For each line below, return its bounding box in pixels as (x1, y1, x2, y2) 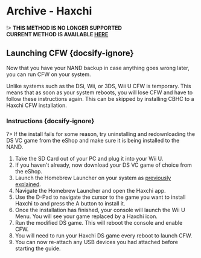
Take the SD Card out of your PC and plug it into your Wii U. (14, 155, 164, 163)
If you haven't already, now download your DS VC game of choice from (14, 161, 192, 169)
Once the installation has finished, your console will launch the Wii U (14, 207, 185, 214)
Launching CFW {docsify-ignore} (6, 48, 134, 59)
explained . (14, 181, 41, 188)
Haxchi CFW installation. (6, 102, 68, 109)
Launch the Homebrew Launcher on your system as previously (14, 174, 171, 182)
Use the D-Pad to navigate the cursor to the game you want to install (14, 193, 186, 201)
